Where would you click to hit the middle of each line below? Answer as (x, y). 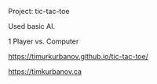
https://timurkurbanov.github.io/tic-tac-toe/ (78, 56)
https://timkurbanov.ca (45, 72)
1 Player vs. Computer (44, 41)
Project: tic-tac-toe (39, 11)
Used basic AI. (32, 26)
